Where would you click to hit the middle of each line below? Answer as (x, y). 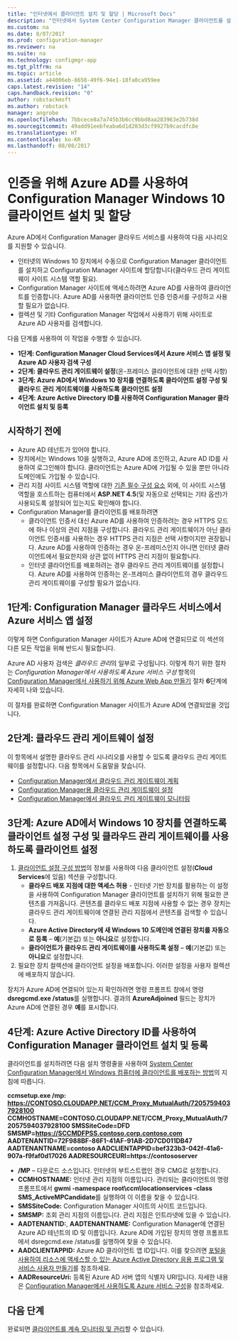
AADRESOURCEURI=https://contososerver (132, 1156)
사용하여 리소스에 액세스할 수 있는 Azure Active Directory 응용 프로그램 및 (121, 1259)
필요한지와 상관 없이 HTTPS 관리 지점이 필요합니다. (130, 556)
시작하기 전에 (34, 431)
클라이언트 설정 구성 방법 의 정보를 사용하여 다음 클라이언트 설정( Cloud (115, 868)
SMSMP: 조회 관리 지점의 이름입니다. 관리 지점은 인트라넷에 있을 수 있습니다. (124, 1215)
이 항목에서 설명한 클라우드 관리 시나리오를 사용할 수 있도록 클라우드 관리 (108, 756)
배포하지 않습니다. (50, 974)
